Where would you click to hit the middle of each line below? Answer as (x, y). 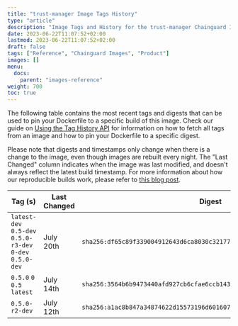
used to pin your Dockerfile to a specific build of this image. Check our (110, 120)
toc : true (22, 93)
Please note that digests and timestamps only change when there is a (109, 150)
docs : (22, 73)
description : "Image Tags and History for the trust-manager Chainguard (117, 27)
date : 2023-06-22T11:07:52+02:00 (57, 34)
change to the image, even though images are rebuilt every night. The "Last (118, 157)
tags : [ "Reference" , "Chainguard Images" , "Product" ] (89, 54)
